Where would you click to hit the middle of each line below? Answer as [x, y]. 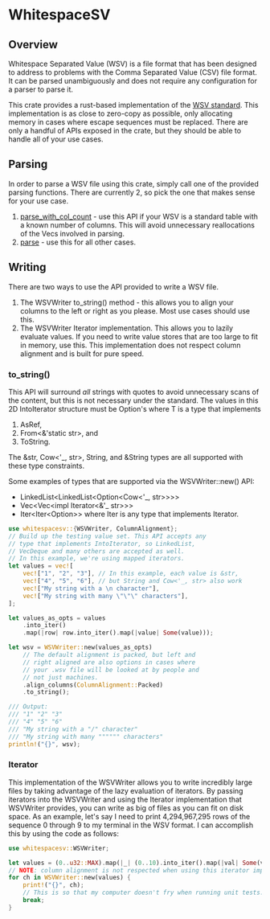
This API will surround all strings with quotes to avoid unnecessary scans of [134, 392]
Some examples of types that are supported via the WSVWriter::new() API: [131, 481]
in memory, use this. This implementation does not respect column [130, 345]
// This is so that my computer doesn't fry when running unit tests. [143, 893]
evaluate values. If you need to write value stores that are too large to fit [139, 336]
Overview [33, 45]
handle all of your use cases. [56, 139]
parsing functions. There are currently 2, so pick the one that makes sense [132, 192]
